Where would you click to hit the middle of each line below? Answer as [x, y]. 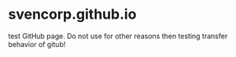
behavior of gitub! [37, 44]
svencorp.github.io [72, 14]
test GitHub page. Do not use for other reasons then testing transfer [118, 36]
